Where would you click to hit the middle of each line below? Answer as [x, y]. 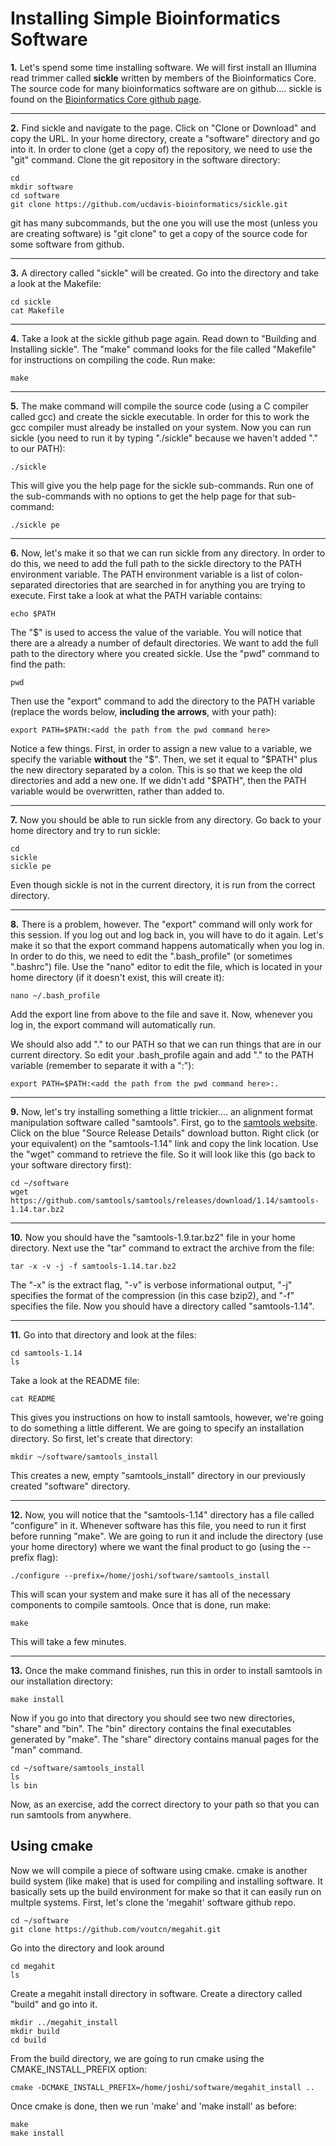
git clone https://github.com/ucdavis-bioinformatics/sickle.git [149, 204]
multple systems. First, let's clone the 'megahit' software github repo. [153, 1902]
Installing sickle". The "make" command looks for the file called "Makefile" [163, 349]
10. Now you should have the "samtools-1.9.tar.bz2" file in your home [153, 1237]
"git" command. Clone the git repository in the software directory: [145, 159]
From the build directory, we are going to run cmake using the [137, 2058]
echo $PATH [33, 613]
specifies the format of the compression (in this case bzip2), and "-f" [152, 1295]
